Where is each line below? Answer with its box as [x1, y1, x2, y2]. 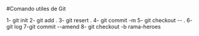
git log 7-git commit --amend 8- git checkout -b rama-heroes [6, 23, 161, 30]
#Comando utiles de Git [6, 5, 66, 12]
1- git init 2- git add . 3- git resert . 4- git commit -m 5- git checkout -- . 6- [6, 17, 193, 23]
